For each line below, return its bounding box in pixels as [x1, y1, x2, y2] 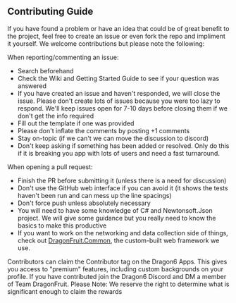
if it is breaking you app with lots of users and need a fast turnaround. [17, 149, 221, 157]
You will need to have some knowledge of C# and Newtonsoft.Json [17, 206, 213, 214]
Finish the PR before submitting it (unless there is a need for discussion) [17, 176, 227, 185]
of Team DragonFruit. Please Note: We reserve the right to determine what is [7, 280, 230, 288]
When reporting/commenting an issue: [7, 53, 119, 61]
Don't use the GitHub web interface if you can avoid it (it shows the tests [17, 183, 228, 192]
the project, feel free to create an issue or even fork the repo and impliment [7, 32, 225, 40]
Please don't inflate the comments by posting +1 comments [17, 126, 190, 135]
